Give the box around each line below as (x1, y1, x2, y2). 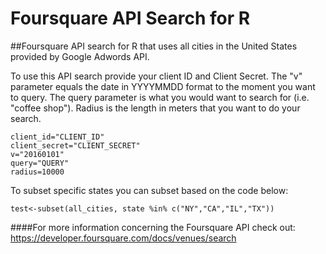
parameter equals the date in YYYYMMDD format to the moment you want (10, 80, 316, 92)
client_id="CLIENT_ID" (10, 132, 105, 142)
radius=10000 (10, 167, 65, 177)
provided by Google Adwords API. (10, 50, 150, 62)
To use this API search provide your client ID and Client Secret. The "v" (10, 70, 303, 82)
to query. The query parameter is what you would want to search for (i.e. (10, 91, 310, 103)
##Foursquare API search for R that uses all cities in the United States (10, 40, 298, 52)
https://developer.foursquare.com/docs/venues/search (10, 232, 237, 244)
